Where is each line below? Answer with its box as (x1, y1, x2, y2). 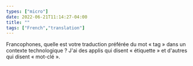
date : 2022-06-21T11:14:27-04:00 (6, 14, 88, 20)
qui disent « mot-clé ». (6, 53, 60, 60)
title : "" (6, 19, 30, 25)
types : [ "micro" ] (6, 8, 49, 15)
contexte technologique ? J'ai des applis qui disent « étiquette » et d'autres (6, 47, 188, 54)
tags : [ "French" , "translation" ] (6, 25, 85, 31)
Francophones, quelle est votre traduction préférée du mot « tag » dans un (6, 41, 186, 48)
